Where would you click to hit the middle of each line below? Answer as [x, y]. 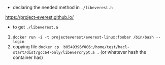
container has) [28, 57]
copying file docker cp [36, 47]
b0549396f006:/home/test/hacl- [96, 47]
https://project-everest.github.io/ [40, 17]
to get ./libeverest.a [35, 27]
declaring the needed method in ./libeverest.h [63, 7]
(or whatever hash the [123, 52]
